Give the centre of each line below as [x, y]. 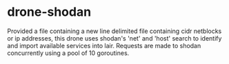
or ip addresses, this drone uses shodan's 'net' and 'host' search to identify [114, 38]
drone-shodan [49, 12]
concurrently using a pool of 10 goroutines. [68, 53]
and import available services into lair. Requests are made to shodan [104, 45]
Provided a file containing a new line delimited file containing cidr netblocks [114, 31]
